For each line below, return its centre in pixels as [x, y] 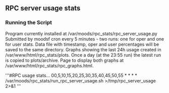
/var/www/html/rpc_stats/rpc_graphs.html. [49, 65]
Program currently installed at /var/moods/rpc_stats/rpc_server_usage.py [81, 33]
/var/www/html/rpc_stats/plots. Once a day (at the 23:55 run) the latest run [83, 55]
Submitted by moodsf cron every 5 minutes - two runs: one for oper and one [85, 39]
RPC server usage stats [43, 8]
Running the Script [29, 23]
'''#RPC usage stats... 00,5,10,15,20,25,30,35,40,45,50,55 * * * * [71, 75]
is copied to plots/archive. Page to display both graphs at [65, 60]
